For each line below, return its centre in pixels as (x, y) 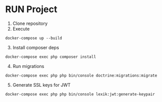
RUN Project (31, 9)
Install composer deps (36, 47)
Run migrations (28, 66)
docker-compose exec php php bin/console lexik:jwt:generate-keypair (80, 94)
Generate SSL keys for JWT (42, 85)
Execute (21, 28)
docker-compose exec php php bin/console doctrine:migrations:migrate (81, 75)
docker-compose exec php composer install (51, 57)
